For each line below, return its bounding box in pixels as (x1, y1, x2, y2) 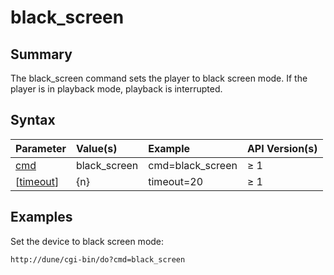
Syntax (10, 112, 56, 129)
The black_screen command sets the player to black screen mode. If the (10, 72, 308, 84)
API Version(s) (246, 141, 318, 155)
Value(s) (75, 141, 118, 155)
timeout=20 (148, 174, 204, 188)
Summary (10, 46, 73, 63)
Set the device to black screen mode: (10, 235, 165, 247)
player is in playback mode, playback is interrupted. (10, 83, 223, 95)
